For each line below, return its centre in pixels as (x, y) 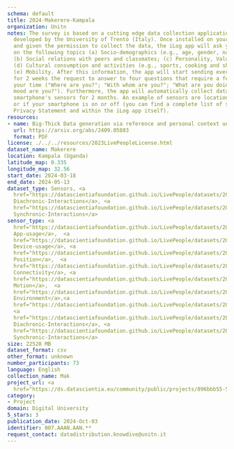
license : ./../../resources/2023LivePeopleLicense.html (90, 143)
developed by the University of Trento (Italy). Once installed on (114, 40)
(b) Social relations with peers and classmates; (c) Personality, (114, 59)
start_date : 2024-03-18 (42, 175)
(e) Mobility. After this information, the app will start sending (114, 72)
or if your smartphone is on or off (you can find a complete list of (118, 104)
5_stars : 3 (23, 415)
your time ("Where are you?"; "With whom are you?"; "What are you (114, 85)
